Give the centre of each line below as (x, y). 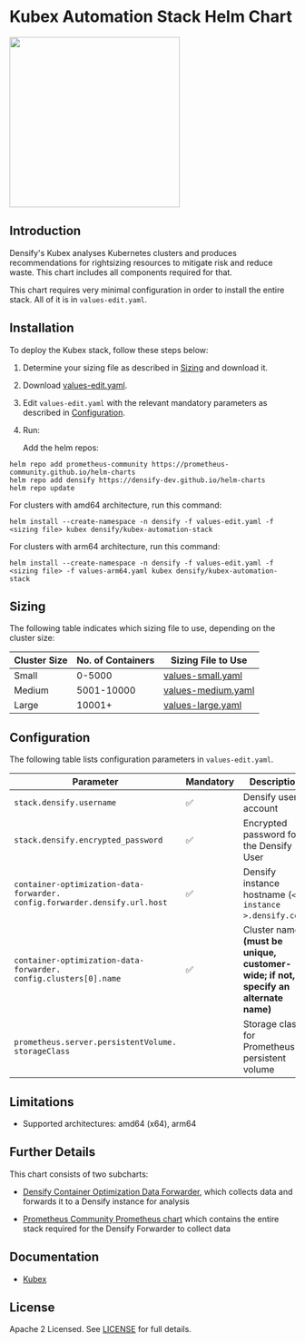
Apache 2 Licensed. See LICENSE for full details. (101, 1329)
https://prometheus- (190, 464)
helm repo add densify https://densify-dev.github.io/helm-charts (138, 480)
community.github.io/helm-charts (73, 472)
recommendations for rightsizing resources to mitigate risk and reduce (141, 262)
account (261, 808)
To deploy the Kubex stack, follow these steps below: (109, 350)
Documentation (54, 1257)
